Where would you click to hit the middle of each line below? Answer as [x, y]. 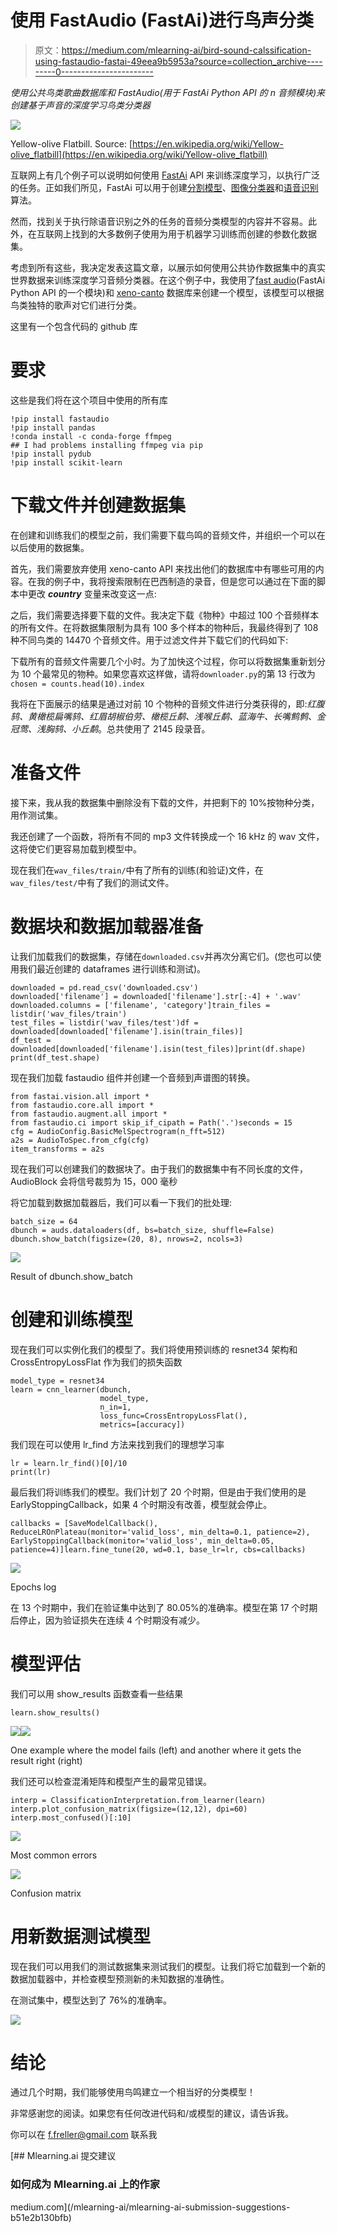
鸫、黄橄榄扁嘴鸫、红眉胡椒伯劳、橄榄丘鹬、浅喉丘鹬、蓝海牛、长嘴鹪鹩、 [163, 716]
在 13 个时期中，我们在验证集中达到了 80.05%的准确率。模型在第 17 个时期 [164, 1607]
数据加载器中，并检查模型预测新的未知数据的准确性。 [120, 1978]
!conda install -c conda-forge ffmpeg [91, 436]
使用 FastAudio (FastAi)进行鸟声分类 [162, 20]
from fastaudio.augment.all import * [89, 1114]
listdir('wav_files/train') [69, 1014]
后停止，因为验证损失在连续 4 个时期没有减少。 [107, 1620]
